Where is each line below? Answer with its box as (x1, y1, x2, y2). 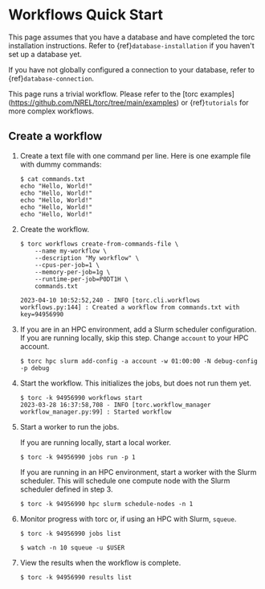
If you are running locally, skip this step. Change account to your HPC (19, 332, 249, 343)
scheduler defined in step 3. (19, 484, 113, 494)
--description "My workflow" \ (35, 253, 140, 262)
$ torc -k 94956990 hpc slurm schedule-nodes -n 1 (19, 500, 194, 508)
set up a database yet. (8, 49, 83, 59)
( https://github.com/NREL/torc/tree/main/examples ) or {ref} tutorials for (8, 97, 249, 107)
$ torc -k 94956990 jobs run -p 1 (19, 453, 136, 461)
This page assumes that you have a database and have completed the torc (8, 32, 255, 42)
